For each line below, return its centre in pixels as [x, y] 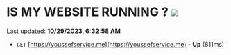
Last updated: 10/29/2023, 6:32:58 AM [63, 31]
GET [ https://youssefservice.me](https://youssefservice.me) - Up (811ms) [120, 44]
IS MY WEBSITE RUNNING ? [88, 12]
